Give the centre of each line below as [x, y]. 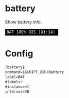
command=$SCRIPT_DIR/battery [34, 72]
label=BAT [15, 77]
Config [19, 54]
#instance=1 [17, 87]
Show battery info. [24, 22]
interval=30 [17, 91]
